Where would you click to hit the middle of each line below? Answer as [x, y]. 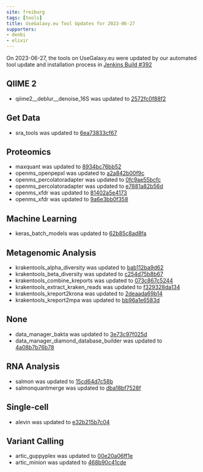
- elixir [17, 41]
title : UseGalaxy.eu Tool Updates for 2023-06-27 [71, 23]
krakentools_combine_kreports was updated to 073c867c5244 [94, 280]
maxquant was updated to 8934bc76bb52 [68, 167]
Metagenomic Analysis [51, 253]
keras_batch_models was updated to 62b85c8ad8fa [81, 233]
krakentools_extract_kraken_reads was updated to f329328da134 [98, 287]
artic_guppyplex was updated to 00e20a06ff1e [74, 456]
